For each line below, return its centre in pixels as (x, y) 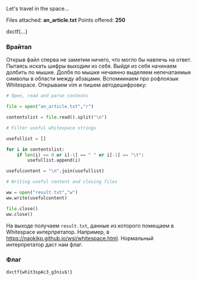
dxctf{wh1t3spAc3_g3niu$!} (39, 272)
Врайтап (19, 47)
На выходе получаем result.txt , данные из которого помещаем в (90, 225)
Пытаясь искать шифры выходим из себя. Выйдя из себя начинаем (91, 66)
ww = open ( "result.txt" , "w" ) (42, 193)
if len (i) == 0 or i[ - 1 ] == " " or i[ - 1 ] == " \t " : (80, 155)
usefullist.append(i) (54, 160)
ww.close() (20, 214)
